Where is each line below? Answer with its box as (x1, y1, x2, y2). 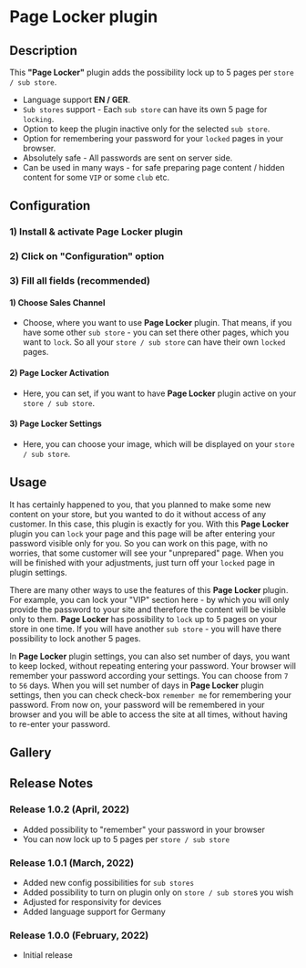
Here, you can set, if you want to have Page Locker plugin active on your (22, 388, 297, 399)
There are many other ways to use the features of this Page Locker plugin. (9, 584, 289, 595)
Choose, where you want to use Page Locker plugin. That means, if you (22, 317, 292, 328)
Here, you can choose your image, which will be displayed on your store (22, 438, 295, 449)
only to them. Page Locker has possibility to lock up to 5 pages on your (9, 613, 278, 624)
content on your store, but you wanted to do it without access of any (9, 508, 267, 519)
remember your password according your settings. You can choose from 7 (9, 670, 289, 681)
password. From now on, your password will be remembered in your (9, 699, 266, 710)
